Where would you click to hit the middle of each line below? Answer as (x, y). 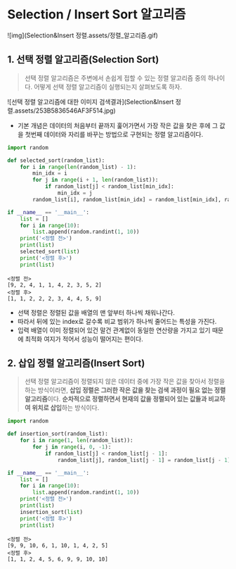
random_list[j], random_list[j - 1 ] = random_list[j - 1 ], (145, 460)
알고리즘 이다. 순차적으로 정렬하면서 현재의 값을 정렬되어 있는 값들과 (116, 399)
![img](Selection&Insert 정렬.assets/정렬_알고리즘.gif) (83, 35)
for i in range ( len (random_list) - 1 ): (78, 167)
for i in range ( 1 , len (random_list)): (77, 441)
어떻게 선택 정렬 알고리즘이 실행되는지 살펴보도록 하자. (108, 87)
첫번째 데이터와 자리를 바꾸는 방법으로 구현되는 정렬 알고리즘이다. (114, 134)
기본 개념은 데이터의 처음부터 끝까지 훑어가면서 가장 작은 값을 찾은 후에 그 (118, 125)
